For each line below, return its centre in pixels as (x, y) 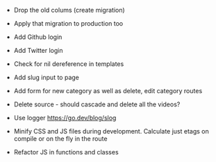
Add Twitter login (38, 50)
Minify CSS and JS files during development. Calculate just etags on (111, 131)
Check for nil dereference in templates (69, 64)
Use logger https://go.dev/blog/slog (65, 118)
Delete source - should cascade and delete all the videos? (97, 104)
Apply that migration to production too (68, 23)
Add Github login (38, 37)
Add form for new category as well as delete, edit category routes (108, 91)
